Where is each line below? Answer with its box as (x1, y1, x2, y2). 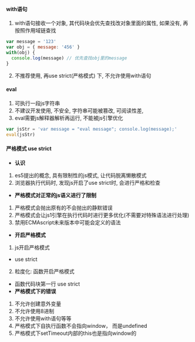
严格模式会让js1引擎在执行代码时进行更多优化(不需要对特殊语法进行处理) (14, 211, 190, 218)
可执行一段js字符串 (14, 99, 60, 107)
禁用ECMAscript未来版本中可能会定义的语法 (14, 218, 122, 226)
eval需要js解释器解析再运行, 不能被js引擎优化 (14, 114, 123, 121)
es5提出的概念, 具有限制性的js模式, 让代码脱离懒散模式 (14, 171, 147, 179)
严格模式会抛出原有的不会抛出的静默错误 (14, 204, 113, 211)
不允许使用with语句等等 (14, 315, 72, 322)
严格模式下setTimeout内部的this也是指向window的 (14, 330, 137, 337)
